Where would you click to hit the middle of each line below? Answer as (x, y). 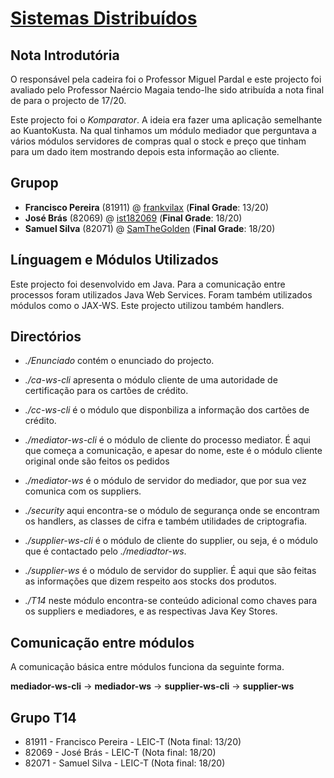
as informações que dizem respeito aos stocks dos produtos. (150, 581)
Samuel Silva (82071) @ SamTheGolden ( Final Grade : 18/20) (150, 228)
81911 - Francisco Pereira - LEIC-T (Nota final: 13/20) (133, 742)
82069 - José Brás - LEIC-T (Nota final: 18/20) (120, 753)
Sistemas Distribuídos (104, 18)
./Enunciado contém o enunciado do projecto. (119, 361)
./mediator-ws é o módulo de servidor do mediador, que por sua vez (165, 481)
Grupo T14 (43, 717)
